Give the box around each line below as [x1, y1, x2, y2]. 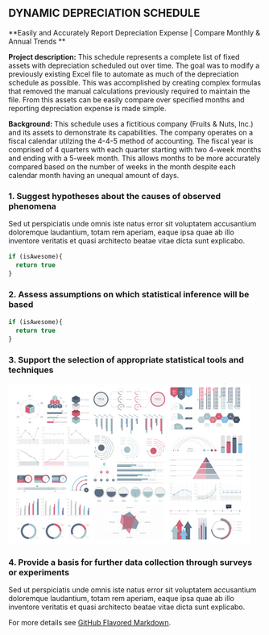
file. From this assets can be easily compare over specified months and [8, 94, 245, 104]
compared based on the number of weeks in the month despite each [8, 161, 236, 172]
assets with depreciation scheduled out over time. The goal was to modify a [8, 60, 260, 70]
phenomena [8, 201, 56, 212]
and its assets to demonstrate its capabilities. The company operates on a [8, 127, 254, 137]
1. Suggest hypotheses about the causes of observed [8, 190, 221, 201]
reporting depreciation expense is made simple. [8, 103, 167, 113]
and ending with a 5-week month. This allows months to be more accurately [8, 153, 261, 163]
